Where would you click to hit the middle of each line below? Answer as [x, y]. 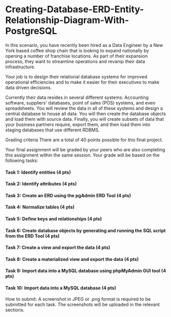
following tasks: [22, 160]
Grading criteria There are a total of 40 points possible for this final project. [84, 140]
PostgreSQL [31, 31]
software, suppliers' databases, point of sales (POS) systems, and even [80, 102]
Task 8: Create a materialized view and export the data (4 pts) [72, 259]
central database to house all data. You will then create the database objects [86, 114]
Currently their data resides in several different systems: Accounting [77, 97]
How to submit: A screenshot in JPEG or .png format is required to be [78, 299]
